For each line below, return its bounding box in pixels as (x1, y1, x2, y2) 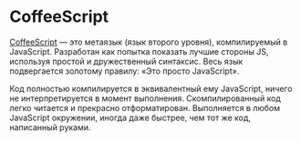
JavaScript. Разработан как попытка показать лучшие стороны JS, (9, 46, 269, 56)
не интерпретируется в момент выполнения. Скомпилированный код (9, 93, 281, 104)
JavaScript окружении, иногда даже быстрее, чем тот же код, (9, 112, 252, 123)
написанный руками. (9, 121, 91, 133)
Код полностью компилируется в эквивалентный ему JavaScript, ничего (9, 83, 293, 94)
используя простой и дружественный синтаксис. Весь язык (9, 56, 244, 66)
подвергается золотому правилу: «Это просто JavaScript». (9, 66, 240, 76)
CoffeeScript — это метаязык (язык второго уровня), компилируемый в (9, 36, 288, 47)
